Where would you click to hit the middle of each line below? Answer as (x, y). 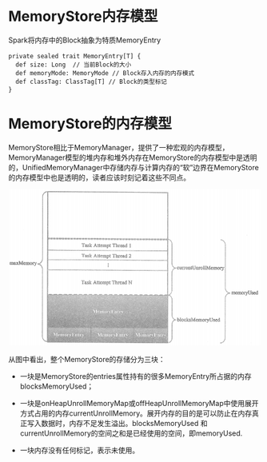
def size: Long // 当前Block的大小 (74, 65)
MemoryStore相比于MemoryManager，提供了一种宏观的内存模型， (119, 147)
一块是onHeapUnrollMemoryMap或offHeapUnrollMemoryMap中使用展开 (139, 403)
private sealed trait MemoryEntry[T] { (75, 56)
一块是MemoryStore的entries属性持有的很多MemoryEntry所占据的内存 (135, 376)
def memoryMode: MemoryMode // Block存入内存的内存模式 (105, 73)
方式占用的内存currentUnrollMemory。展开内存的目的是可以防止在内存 (136, 413)
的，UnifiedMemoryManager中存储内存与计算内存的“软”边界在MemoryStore (134, 167)
